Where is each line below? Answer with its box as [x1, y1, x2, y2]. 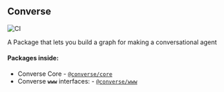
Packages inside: [7, 54, 59, 63]
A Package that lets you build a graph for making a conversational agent [7, 38, 218, 46]
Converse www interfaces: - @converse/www [17, 77, 138, 86]
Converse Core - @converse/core [17, 70, 113, 78]
